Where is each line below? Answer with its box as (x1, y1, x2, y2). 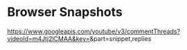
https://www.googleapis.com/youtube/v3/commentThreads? (7, 27, 181, 35)
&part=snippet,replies (89, 34, 152, 42)
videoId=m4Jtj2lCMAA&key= (7, 34, 90, 42)
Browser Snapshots (7, 4, 123, 20)
